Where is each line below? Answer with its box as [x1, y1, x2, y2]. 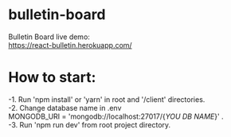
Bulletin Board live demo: [8, 32, 90, 41]
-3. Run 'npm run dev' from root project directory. [8, 119, 171, 129]
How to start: [8, 68, 96, 87]
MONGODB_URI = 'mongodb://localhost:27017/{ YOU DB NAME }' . [8, 112, 225, 121]
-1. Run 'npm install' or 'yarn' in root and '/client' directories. [8, 94, 206, 104]
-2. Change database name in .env [8, 103, 122, 112]
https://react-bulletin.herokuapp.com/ [8, 40, 133, 49]
